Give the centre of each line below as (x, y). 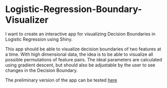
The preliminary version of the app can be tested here (61, 80)
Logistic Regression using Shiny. (39, 39)
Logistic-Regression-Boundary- (74, 9)
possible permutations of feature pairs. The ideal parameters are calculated (84, 59)
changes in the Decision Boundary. (42, 70)
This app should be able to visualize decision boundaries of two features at (83, 49)
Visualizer (27, 20)
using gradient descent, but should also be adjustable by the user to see (80, 65)
